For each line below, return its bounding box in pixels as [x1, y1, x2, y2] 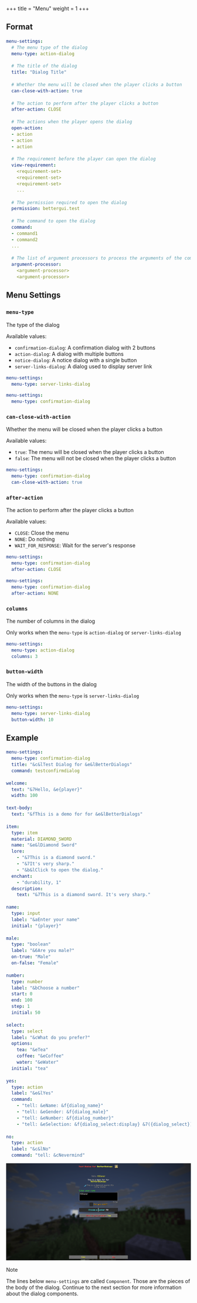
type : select [11, 1028, 43, 1034]
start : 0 [11, 991, 33, 997]
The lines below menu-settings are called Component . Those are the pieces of [6, 1278, 191, 1285]
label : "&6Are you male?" [11, 948, 75, 954]
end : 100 [11, 997, 33, 1003]
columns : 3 [11, 653, 38, 659]
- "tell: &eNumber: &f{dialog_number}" [16, 1115, 114, 1121]
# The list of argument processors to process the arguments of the [11, 255, 182, 261]
